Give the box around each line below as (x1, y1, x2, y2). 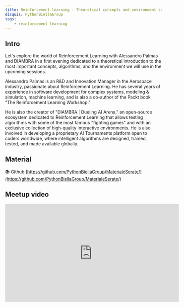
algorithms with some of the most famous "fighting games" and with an (5, 120, 151, 126)
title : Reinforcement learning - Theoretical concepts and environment (5, 7, 156, 12)
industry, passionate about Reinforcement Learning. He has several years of (5, 84, 161, 90)
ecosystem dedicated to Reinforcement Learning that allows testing (5, 114, 143, 120)
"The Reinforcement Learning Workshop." (5, 100, 91, 105)
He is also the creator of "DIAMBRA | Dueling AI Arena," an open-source (5, 109, 152, 115)
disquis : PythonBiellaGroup (5, 12, 63, 17)
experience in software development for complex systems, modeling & (5, 89, 149, 95)
